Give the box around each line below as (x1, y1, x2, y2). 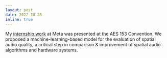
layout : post (5, 7, 33, 13)
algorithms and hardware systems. (5, 47, 78, 53)
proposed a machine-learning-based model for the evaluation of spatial (5, 36, 156, 42)
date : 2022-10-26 (5, 12, 42, 17)
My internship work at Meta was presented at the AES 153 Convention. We (5, 31, 162, 37)
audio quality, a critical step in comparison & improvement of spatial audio (5, 42, 161, 48)
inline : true (5, 17, 33, 22)
